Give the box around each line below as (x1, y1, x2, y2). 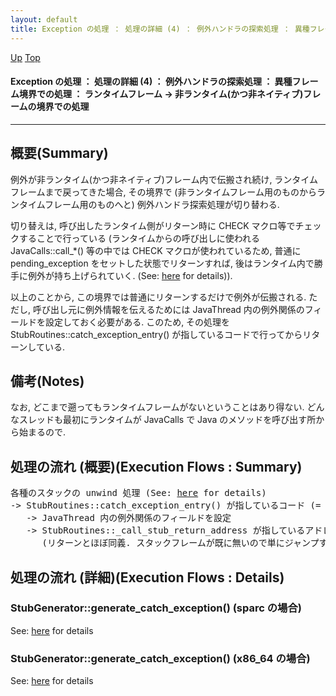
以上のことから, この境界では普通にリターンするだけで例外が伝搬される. (10, 291, 307, 303)
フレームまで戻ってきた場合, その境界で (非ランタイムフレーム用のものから (10, 186, 317, 198)
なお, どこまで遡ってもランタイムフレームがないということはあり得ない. (10, 401, 305, 413)
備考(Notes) (10, 372, 85, 390)
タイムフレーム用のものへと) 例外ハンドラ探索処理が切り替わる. (18, 198, 280, 210)
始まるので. (18, 426, 67, 438)
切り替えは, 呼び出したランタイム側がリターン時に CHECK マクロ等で (10, 219, 296, 231)
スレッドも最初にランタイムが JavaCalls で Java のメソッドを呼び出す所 (18, 414, 317, 426)
